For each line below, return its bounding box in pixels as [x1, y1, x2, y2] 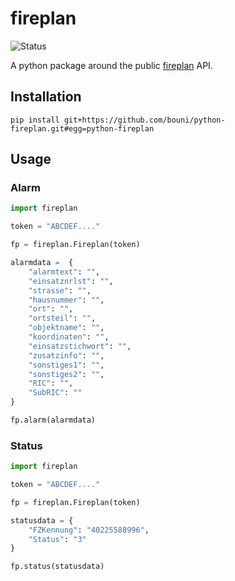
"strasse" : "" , [28, 285, 92, 296]
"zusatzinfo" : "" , [28, 350, 105, 361]
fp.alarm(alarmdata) [10, 415, 97, 426]
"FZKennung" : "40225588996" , [28, 525, 150, 535]
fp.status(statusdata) [10, 562, 105, 572]
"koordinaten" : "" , [28, 332, 110, 342]
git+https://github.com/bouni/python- [63, 115, 226, 125]
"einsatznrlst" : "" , [28, 276, 114, 286]
